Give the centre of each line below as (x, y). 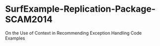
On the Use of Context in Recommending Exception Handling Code (74, 33)
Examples (15, 38)
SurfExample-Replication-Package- (80, 9)
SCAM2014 (29, 19)
